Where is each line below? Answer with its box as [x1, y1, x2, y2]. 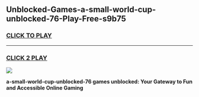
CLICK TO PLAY [6, 32, 52, 40]
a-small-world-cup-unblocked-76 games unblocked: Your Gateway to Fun [6, 78, 193, 85]
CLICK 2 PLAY [6, 53, 47, 62]
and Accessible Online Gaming [6, 84, 84, 91]
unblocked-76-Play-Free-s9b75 [6, 14, 126, 24]
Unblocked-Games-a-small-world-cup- [6, 5, 156, 15]
